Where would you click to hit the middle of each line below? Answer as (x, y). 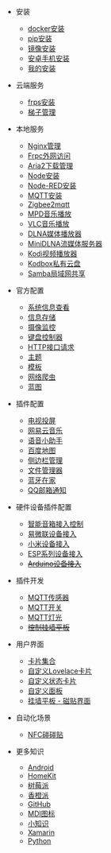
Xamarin (41, 832)
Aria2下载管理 (50, 166)
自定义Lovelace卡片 (60, 671)
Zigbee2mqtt (48, 204)
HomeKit (42, 776)
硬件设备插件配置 (44, 507)
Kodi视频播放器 (52, 254)
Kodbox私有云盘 (54, 264)
